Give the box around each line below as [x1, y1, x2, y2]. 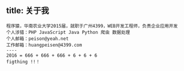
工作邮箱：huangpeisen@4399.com [6, 42, 82, 48]
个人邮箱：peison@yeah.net [6, 35, 69, 42]
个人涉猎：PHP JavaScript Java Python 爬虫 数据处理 [6, 29, 130, 35]
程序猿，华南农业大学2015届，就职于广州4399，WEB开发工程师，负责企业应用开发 [6, 23, 178, 29]
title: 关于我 [6, 5, 50, 16]
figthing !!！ [6, 58, 41, 64]
